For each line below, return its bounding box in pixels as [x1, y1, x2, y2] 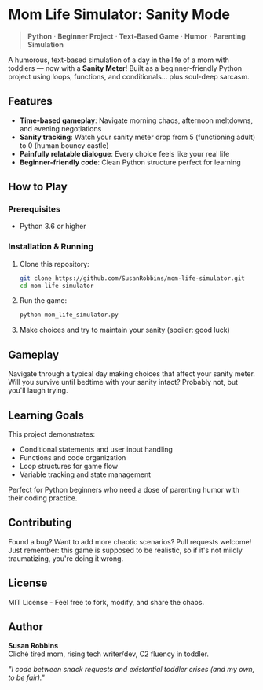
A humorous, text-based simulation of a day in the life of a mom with [8, 55, 230, 65]
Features [8, 94, 53, 108]
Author [8, 620, 43, 633]
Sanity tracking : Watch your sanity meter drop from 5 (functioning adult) [19, 132, 256, 142]
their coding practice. [8, 493, 78, 503]
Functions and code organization [19, 452, 126, 462]
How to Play [8, 180, 68, 194]
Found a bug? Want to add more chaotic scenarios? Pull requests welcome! [8, 537, 252, 546]
